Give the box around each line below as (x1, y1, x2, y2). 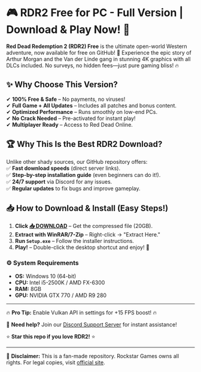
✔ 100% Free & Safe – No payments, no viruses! (6, 95, 126, 103)
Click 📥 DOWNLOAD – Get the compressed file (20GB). (14, 223, 153, 230)
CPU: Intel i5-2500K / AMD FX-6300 (14, 278, 105, 286)
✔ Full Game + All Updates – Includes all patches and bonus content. (6, 101, 177, 109)
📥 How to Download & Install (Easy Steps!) (6, 203, 169, 213)
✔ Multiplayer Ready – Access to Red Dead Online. (6, 121, 133, 128)
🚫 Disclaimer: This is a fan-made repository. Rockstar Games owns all (6, 352, 179, 359)
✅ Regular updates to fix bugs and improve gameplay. (6, 185, 141, 192)
